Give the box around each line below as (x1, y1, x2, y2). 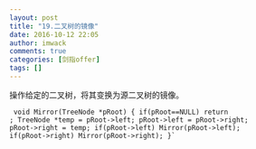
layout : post (9, 13, 59, 23)
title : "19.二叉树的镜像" (9, 22, 100, 31)
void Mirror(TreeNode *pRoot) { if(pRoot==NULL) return (13, 107, 229, 116)
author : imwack (9, 38, 67, 48)
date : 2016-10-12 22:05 (9, 30, 100, 39)
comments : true (9, 47, 67, 56)
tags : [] (9, 64, 43, 73)
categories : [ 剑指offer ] (9, 55, 100, 64)
